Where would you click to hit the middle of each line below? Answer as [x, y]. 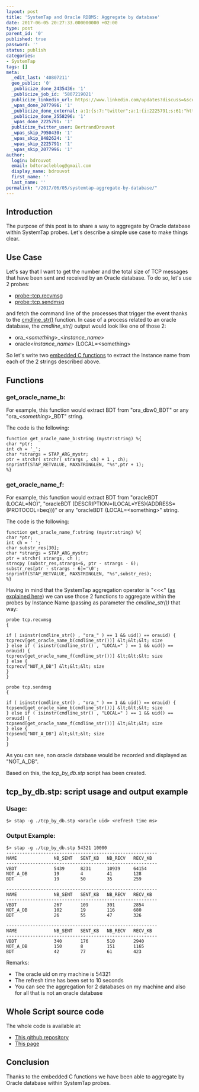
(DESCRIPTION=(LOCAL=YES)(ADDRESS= [124, 504]
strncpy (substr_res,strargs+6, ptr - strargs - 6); [73, 563]
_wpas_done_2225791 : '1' [42, 122]
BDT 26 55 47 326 [74, 915]
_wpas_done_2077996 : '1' [42, 105]
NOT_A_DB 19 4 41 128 [74, 874]
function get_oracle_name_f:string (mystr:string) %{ [74, 533]
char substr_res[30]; [33, 548]
